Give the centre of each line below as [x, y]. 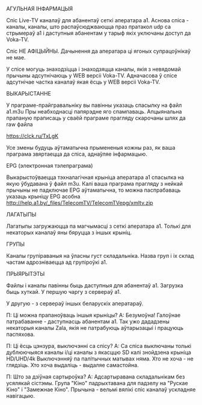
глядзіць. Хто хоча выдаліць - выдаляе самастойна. [73, 365]
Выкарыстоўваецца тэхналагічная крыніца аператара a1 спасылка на [95, 177]
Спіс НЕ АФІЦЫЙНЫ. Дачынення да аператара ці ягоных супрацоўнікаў [99, 51]
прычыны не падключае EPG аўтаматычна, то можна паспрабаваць [93, 190]
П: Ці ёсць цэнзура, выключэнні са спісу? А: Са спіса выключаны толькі [99, 346]
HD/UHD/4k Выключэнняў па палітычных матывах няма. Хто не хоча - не [100, 359]
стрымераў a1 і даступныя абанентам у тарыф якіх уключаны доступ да [99, 33]
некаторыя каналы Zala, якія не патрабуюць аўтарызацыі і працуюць [95, 328]
